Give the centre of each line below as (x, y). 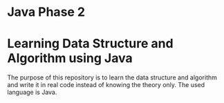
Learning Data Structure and (91, 44)
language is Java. (32, 92)
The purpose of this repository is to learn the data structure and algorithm (112, 77)
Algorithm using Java (70, 58)
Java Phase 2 (46, 12)
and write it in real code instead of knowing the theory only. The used (106, 85)
